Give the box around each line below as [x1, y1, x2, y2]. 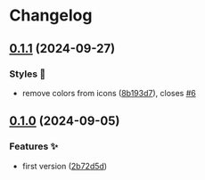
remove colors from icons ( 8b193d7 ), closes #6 [21, 87, 196, 98]
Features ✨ [9, 140, 59, 152]
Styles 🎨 [9, 68, 46, 80]
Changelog [9, 5, 93, 26]
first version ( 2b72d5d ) [21, 160, 108, 171]
